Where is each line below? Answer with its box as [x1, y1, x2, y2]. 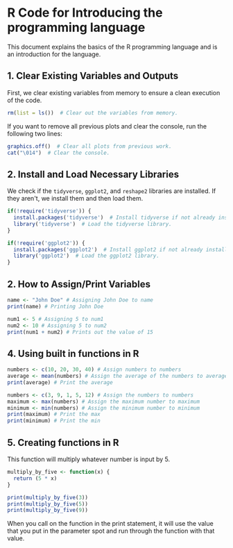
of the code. [7, 96, 42, 104]
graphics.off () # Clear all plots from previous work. [7, 142, 172, 150]
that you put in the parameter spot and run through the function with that [7, 526, 215, 535]
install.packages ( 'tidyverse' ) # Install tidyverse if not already [13, 214, 216, 222]
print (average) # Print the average [7, 379, 113, 386]
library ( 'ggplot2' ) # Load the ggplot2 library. [13, 252, 159, 260]
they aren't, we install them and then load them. [7, 194, 144, 203]
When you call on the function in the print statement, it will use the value [7, 520, 214, 528]
